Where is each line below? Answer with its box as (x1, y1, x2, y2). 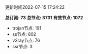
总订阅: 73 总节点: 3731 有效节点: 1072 (5, 15, 83, 21)
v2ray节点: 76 (12, 37, 40, 43)
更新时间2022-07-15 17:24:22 (5, 4, 65, 10)
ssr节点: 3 (12, 44, 33, 49)
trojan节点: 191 (12, 25, 42, 31)
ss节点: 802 (12, 31, 36, 37)
